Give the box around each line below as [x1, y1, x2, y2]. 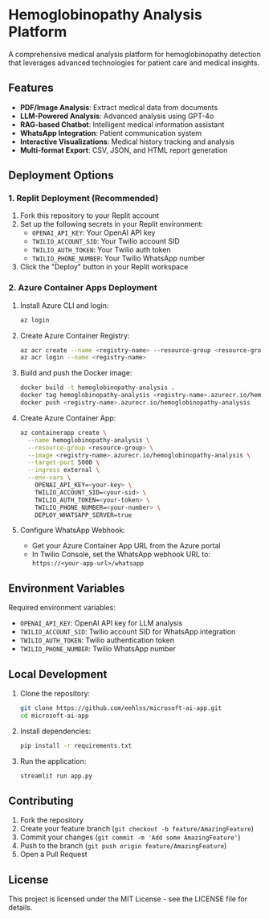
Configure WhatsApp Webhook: [19, 525, 126, 535]
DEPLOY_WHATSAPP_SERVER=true [35, 511, 132, 519]
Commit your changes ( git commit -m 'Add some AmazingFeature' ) [19, 832, 241, 842]
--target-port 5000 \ [27, 458, 100, 467]
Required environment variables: [8, 603, 116, 613]
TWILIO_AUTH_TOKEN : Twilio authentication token [19, 635, 175, 645]
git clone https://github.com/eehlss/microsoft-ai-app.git [19, 704, 222, 712]
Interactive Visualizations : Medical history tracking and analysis [19, 137, 235, 146]
